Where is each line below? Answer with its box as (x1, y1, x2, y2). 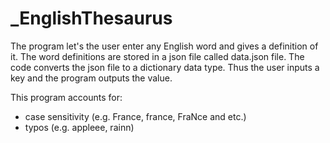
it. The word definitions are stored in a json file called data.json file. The (10, 50, 305, 62)
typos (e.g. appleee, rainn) (24, 121, 135, 133)
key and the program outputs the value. (10, 72, 173, 84)
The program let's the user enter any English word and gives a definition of (10, 40, 319, 52)
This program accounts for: (10, 91, 123, 103)
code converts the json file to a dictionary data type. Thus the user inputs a (10, 61, 320, 73)
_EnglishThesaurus (10, 7, 173, 30)
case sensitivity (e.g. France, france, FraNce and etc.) (24, 110, 247, 122)
